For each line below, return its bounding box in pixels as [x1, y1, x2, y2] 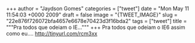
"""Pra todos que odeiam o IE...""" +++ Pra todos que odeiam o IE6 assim [6, 24, 186, 31]
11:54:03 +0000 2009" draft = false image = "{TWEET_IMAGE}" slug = [6, 11, 178, 18]
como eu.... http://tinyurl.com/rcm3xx [6, 30, 98, 37]
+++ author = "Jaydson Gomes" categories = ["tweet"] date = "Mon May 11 [6, 5, 190, 12]
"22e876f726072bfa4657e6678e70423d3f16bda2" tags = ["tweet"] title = [6, 18, 187, 24]
